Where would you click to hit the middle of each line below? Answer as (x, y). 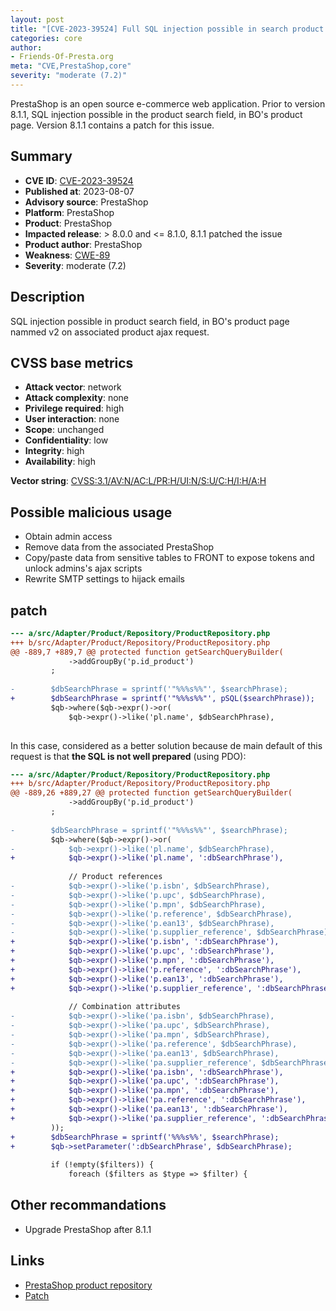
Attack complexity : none (76, 398)
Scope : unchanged (64, 430)
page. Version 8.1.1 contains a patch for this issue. (112, 125)
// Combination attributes (125, 1007)
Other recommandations (88, 1205)
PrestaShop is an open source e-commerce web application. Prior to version (168, 103)
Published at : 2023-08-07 (79, 191)
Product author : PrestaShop (83, 244)
